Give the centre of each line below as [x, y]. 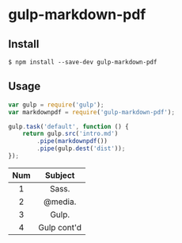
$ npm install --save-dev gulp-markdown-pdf [83, 62]
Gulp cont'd [60, 227]
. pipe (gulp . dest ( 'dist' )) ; [81, 148]
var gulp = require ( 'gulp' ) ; [56, 105]
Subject [60, 175]
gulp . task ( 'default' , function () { [68, 126]
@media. [60, 202]
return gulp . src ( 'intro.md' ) [70, 134]
